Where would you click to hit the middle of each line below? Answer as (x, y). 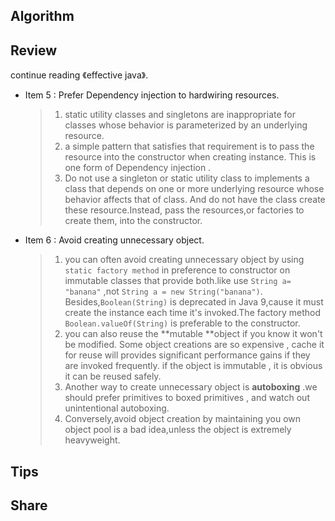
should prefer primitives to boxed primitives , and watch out (187, 398)
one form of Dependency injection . (138, 168)
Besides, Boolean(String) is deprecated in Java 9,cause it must (194, 302)
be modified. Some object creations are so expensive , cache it (194, 345)
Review (34, 50)
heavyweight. (92, 440)
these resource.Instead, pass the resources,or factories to (184, 210)
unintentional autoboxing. (117, 408)
